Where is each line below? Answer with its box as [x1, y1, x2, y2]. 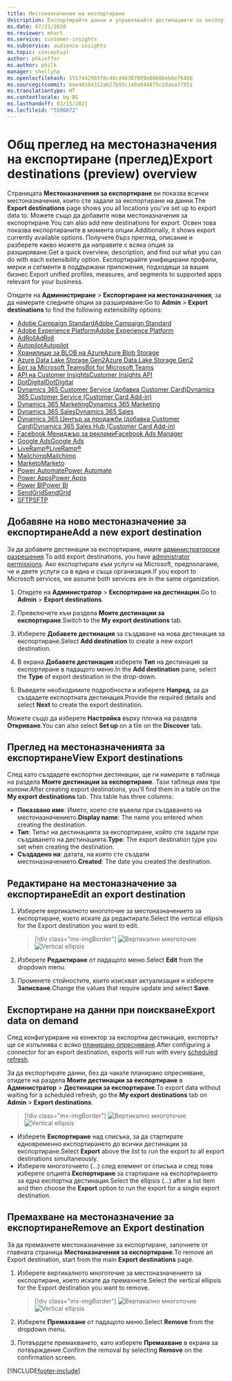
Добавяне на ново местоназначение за [7, 516, 187, 527]
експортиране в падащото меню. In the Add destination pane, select [17, 665, 216, 673]
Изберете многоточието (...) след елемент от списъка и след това [17, 1161, 213, 1170]
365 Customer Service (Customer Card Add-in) [17, 392, 152, 401]
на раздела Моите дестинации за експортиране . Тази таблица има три [7, 777, 220, 786]
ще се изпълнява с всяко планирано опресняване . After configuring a [7, 1040, 211, 1048]
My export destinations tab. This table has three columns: [7, 793, 174, 801]
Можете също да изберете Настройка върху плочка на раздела [7, 714, 197, 722]
